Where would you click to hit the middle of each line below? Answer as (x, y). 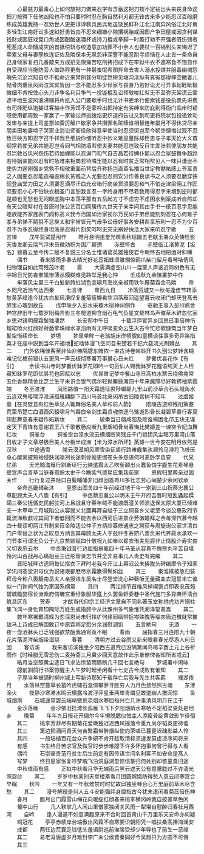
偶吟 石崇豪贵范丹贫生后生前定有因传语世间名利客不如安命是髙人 (103, 753)
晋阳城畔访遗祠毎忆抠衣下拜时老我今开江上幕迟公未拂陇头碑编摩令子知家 (107, 563)
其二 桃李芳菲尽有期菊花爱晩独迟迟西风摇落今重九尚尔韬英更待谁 (103, 723)
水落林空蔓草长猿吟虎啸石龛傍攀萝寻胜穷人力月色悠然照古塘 (98, 685)
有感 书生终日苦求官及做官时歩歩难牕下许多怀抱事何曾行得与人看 (103, 746)
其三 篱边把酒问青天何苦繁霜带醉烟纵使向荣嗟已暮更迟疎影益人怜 (103, 731)
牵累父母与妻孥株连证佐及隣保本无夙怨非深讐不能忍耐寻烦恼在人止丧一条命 (99, 54)
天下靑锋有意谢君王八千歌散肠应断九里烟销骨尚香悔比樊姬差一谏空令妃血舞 (104, 427)
